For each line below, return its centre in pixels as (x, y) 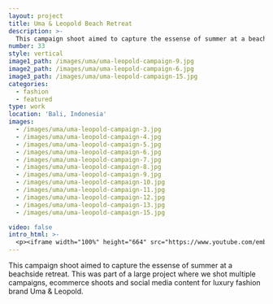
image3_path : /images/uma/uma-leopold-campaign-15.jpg (103, 76)
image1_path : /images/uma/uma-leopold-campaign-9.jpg (102, 62)
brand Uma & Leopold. (46, 291)
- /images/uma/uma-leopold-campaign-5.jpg (89, 144)
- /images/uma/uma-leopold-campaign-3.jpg (89, 129)
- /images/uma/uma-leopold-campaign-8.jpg (89, 167)
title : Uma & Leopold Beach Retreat (70, 24)
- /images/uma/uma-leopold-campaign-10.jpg (90, 182)
